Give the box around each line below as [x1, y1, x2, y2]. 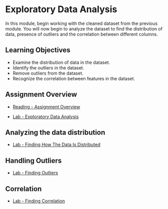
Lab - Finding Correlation [12, 198, 65, 204]
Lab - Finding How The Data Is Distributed [12, 142, 101, 148]
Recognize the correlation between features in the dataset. [12, 75, 136, 82]
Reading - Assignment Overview [12, 103, 80, 110]
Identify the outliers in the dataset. [12, 64, 85, 71]
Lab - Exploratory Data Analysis [12, 113, 79, 120]
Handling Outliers [5, 156, 62, 165]
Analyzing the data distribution [5, 128, 105, 136]
